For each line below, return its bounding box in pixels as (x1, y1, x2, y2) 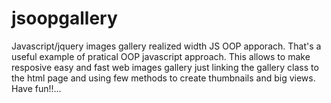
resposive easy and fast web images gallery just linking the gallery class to (11, 61, 319, 73)
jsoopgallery (11, 7, 118, 30)
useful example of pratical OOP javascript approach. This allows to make (11, 50, 311, 62)
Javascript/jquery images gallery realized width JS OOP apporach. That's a (11, 40, 322, 52)
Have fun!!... (11, 82, 62, 94)
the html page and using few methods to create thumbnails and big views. (11, 72, 316, 84)
